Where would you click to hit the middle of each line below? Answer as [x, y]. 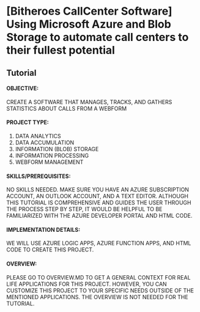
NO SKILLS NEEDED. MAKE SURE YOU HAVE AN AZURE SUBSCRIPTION [98, 190]
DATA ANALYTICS [38, 136]
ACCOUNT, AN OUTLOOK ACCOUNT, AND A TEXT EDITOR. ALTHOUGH [97, 196]
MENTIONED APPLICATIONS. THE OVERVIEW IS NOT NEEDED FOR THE [97, 297]
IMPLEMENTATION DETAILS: [43, 229]
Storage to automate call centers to [98, 37]
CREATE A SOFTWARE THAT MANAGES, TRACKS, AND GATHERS [89, 102]
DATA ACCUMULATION [45, 143]
